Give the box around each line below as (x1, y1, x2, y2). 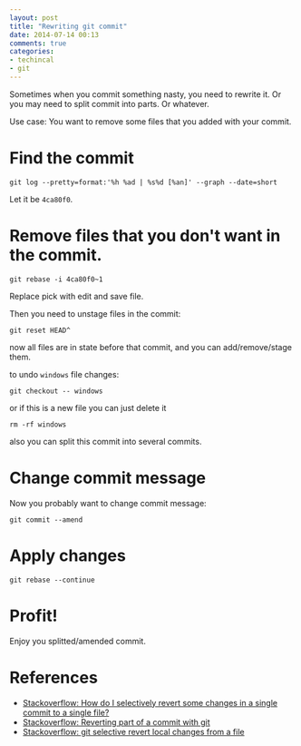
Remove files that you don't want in (9, 226, 281, 246)
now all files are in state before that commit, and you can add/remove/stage (9, 341, 293, 352)
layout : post (9, 13, 59, 23)
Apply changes (9, 545, 127, 565)
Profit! (9, 605, 58, 626)
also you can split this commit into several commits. (9, 436, 202, 447)
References (9, 667, 98, 688)
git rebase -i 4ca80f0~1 (9, 274, 103, 284)
